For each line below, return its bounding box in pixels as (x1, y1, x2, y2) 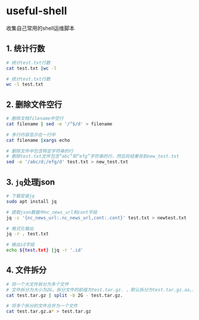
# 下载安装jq (6, 193, 35, 199)
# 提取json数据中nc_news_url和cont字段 (6, 209, 98, 215)
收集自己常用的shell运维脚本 (6, 24, 75, 31)
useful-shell (6, 4, 68, 18)
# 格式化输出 (6, 226, 34, 232)
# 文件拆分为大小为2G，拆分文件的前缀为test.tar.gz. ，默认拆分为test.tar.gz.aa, (6, 287, 192, 293)
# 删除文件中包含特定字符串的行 (6, 148, 73, 154)
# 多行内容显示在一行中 (6, 132, 56, 138)
